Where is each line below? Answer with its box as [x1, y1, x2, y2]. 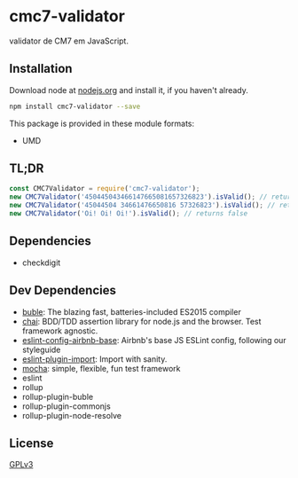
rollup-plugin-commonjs [21, 401, 111, 411]
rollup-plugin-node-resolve [21, 410, 122, 420]
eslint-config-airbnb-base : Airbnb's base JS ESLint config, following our [21, 334, 286, 345]
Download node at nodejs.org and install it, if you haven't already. [9, 84, 248, 95]
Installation [9, 61, 73, 76]
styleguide [21, 344, 61, 355]
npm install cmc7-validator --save [9, 102, 141, 111]
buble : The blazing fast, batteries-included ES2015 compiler [21, 306, 241, 317]
